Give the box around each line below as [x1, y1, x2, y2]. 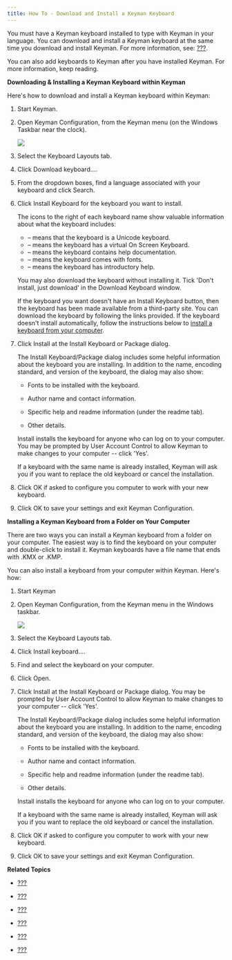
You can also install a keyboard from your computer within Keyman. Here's [7, 566, 220, 574]
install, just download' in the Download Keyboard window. [17, 283, 182, 291]
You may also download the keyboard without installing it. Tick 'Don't [17, 276, 214, 284]
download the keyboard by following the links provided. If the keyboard [17, 311, 220, 320]
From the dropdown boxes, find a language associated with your [17, 178, 201, 186]
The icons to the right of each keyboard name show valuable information [17, 212, 224, 221]
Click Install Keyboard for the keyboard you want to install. [17, 199, 183, 207]
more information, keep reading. [7, 64, 99, 73]
